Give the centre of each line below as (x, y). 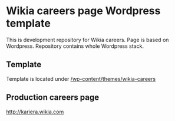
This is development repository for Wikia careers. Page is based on (87, 40)
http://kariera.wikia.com (35, 112)
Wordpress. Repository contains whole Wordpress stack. (75, 46)
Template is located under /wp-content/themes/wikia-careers (81, 79)
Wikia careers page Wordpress (83, 11)
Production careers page (53, 98)
